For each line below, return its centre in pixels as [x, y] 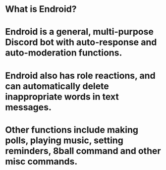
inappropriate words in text [62, 96]
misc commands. [41, 161]
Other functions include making [72, 130]
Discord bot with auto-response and [81, 42]
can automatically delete [57, 86]
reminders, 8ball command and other [83, 151]
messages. [28, 107]
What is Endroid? [41, 9]
